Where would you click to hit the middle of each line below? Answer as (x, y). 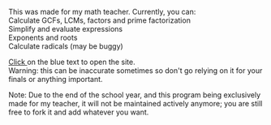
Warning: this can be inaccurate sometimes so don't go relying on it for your (135, 71)
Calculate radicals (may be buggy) (66, 46)
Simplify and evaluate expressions (66, 29)
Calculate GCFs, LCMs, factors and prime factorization (99, 20)
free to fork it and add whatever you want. (79, 112)
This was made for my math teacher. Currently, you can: (102, 12)
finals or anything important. (56, 79)
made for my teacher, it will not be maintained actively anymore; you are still (135, 103)
